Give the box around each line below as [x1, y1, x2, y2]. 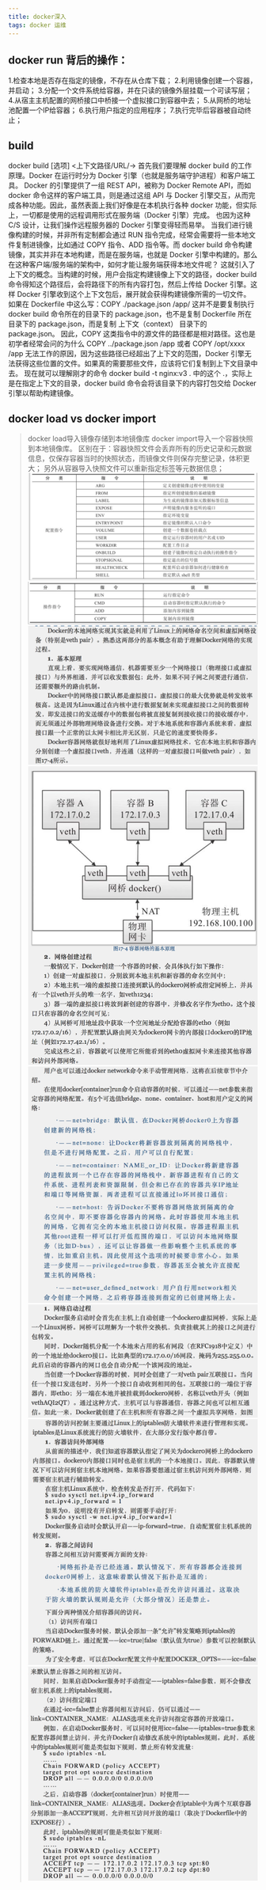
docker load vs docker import [8, 412, 157, 425]
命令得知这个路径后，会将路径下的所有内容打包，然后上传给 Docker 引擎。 [8, 279, 251, 289]
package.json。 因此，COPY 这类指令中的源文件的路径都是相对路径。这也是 [8, 329, 256, 339]
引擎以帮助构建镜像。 [8, 389, 78, 398]
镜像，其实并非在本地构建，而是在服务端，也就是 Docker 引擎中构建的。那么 [8, 250, 258, 260]
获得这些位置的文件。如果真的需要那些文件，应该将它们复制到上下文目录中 [14, 359, 258, 368]
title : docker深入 [8, 13, 66, 21]
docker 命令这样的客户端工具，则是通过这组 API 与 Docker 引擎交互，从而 [8, 191, 249, 200]
